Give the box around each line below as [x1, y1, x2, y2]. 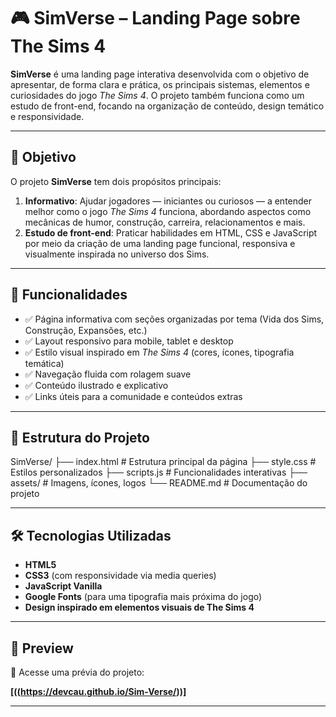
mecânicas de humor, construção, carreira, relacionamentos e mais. [24, 216, 306, 228]
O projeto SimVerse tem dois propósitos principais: [10, 175, 222, 187]
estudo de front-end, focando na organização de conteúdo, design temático [10, 100, 325, 112]
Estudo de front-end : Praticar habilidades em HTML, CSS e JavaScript [24, 226, 318, 239]
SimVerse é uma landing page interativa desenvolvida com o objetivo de [10, 68, 310, 80]
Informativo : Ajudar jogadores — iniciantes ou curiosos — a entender [24, 195, 313, 207]
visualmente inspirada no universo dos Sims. [24, 248, 210, 260]
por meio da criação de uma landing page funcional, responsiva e [24, 237, 296, 249]
